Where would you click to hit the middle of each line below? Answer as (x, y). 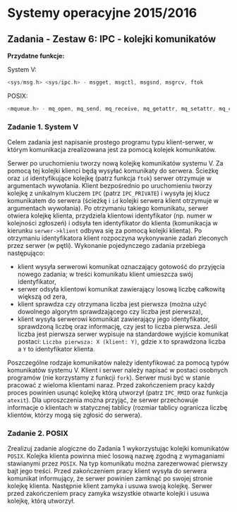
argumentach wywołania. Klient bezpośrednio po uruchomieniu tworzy (110, 186)
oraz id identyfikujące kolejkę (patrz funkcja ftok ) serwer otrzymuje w (109, 178)
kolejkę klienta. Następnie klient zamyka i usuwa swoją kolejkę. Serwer (110, 486)
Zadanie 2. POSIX (38, 433)
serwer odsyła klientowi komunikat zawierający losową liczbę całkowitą (121, 289)
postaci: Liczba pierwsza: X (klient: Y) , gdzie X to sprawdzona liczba (121, 342)
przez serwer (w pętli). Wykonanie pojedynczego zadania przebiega (107, 246)
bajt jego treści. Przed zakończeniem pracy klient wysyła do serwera (107, 471)
